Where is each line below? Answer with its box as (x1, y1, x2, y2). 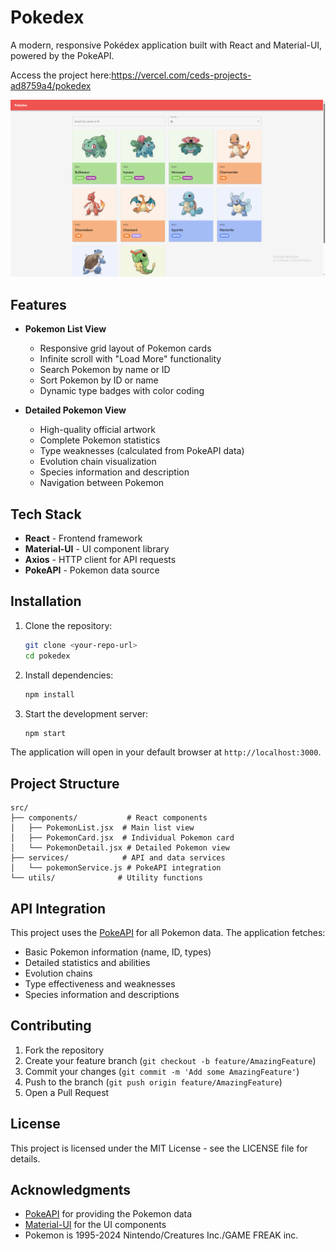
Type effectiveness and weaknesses (24, 978, 176, 990)
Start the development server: (24, 707, 149, 720)
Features (10, 296, 67, 313)
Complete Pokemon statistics (39, 434, 161, 446)
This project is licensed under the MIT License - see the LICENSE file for (10, 1142, 308, 1154)
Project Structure (10, 775, 120, 792)
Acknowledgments (10, 1182, 132, 1199)
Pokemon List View (24, 323, 107, 335)
